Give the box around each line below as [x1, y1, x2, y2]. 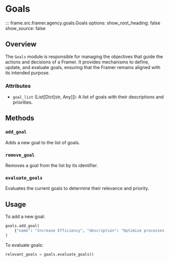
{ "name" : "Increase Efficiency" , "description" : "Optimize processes [14, 228, 165, 234]
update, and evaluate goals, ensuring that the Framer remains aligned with [5, 64, 161, 70]
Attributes [5, 82, 31, 89]
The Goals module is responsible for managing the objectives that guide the [5, 53, 163, 59]
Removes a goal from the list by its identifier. [5, 162, 98, 169]
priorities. [12, 100, 33, 106]
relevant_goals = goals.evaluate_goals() [5, 252, 94, 257]
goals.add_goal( [5, 223, 40, 228]
